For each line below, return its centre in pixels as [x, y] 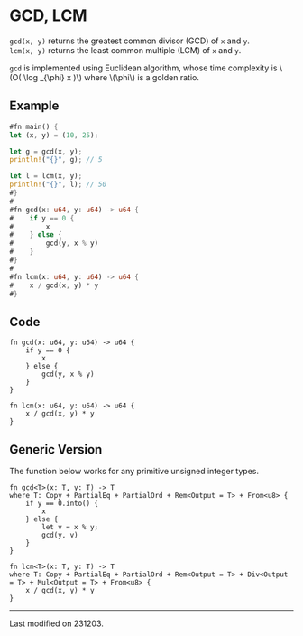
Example [34, 106]
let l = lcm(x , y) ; [46, 176]
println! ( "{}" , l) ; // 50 [58, 185]
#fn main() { [34, 126]
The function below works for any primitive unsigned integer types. [134, 471]
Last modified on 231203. [56, 623]
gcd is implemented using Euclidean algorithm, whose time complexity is [143, 68]
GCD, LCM [48, 16]
